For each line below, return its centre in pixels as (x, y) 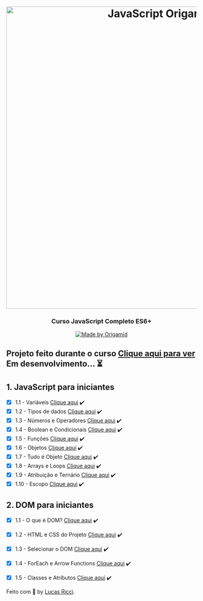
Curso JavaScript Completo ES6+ (101, 322)
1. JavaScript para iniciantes (60, 387)
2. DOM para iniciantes (50, 505)
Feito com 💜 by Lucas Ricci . (41, 591)
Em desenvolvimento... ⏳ (54, 364)
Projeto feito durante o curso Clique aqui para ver (101, 353)
